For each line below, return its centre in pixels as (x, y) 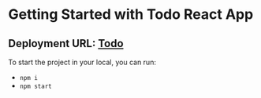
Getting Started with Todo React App (131, 15)
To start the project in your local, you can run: (82, 62)
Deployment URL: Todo (66, 44)
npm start (36, 86)
